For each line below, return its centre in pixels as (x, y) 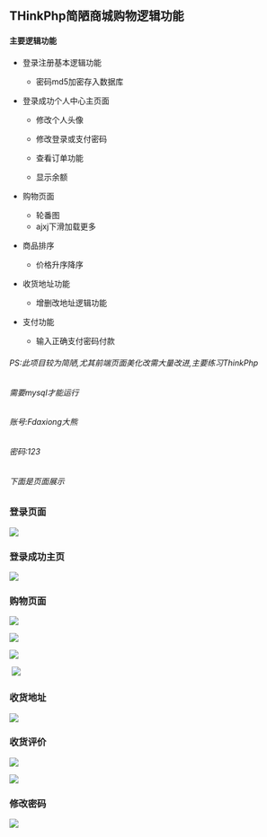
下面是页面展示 (37, 481)
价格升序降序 (59, 264)
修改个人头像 (59, 119)
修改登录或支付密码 (71, 138)
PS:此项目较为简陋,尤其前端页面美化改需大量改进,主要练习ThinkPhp (134, 363)
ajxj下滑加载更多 (66, 226)
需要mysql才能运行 (44, 392)
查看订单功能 (59, 158)
